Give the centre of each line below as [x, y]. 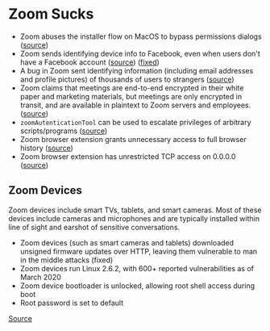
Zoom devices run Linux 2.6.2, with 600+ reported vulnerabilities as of [137, 268]
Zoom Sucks [51, 14]
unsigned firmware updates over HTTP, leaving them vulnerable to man [139, 251]
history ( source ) [47, 148]
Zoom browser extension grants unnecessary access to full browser [133, 139]
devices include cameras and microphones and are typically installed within [134, 218]
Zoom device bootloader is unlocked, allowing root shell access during [137, 285]
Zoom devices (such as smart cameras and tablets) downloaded [127, 242]
